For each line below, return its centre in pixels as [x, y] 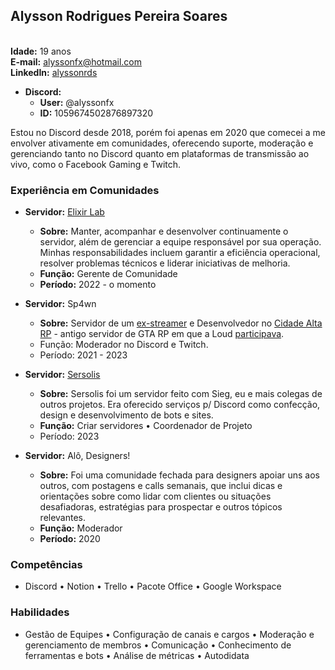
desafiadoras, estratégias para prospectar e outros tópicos [161, 507]
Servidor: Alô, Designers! [77, 456]
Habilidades [40, 612]
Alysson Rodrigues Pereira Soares [119, 16]
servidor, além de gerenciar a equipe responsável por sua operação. [180, 242]
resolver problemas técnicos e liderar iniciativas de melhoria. [165, 263]
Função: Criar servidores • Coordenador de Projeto [146, 426]
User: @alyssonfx [77, 102]
